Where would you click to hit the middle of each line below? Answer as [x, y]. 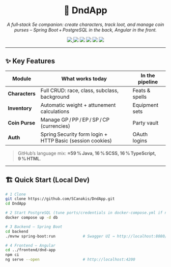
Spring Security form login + [74, 134]
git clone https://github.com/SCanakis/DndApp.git [60, 199]
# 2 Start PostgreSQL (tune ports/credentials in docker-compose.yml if [84, 213]
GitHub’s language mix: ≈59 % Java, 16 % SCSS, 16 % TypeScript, [87, 153]
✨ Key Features [30, 61]
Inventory [20, 108]
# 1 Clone [16, 194]
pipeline [148, 82]
